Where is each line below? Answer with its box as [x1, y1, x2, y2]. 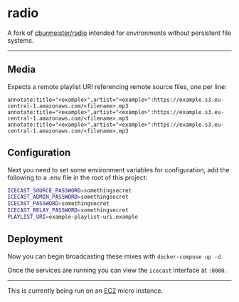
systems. [7, 36, 34, 44]
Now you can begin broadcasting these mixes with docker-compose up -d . [7, 251, 223, 261]
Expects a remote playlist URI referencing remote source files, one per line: [7, 82, 227, 90]
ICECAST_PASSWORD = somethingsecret [7, 200, 110, 207]
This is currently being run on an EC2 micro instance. [7, 286, 164, 295]
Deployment [7, 233, 63, 245]
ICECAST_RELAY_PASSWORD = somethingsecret [7, 207, 129, 214]
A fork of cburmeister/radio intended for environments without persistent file [7, 28, 232, 37]
